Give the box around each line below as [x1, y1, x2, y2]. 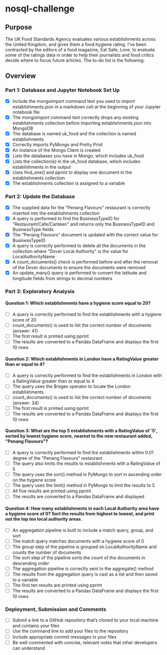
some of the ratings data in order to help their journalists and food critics [5, 52, 154, 58]
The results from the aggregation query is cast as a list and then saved [12, 571, 158, 577]
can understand [12, 645, 45, 651]
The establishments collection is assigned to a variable [12, 180, 125, 186]
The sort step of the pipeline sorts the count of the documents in [12, 555, 146, 561]
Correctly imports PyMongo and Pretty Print [12, 141, 103, 147]
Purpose [5, 23, 32, 31]
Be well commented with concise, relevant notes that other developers [12, 640, 158, 646]
